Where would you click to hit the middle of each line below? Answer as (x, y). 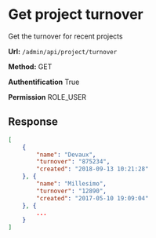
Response (33, 122)
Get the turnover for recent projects (65, 36)
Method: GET (30, 66)
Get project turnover (76, 15)
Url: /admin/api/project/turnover (63, 51)
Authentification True (44, 82)
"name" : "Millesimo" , (72, 184)
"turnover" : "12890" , (72, 191)
